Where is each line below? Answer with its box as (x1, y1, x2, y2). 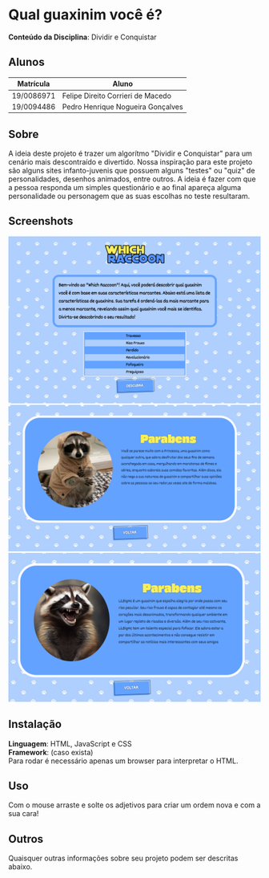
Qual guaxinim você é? (8, 6, 163, 24)
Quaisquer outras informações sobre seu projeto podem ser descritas (8, 853, 239, 864)
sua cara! (8, 809, 39, 819)
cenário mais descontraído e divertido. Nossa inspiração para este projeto (8, 157, 253, 167)
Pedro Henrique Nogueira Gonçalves (62, 102, 183, 112)
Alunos (8, 55, 46, 69)
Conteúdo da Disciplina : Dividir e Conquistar (8, 32, 158, 42)
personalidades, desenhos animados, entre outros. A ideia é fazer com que (8, 174, 256, 184)
